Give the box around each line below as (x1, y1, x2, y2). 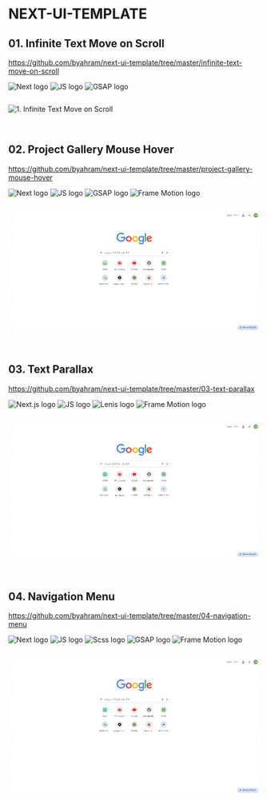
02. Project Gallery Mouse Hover (8, 143, 174, 157)
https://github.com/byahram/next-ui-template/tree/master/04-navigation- (8, 611, 251, 620)
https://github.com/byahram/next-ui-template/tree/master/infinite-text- (8, 58, 242, 67)
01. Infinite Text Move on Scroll (8, 37, 165, 50)
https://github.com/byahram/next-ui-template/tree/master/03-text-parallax (8, 384, 255, 393)
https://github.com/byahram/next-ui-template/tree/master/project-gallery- (8, 164, 253, 173)
